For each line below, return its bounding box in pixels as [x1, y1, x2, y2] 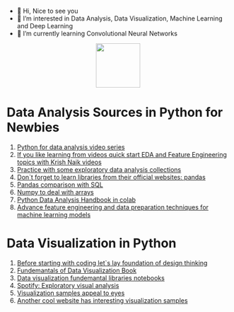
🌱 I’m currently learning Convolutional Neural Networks [16, 29, 178, 37]
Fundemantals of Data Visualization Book [16, 266, 137, 275]
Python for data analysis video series [16, 142, 125, 151]
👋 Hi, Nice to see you [16, 7, 78, 15]
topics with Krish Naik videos [16, 158, 102, 166]
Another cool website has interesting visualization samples [16, 296, 188, 304]
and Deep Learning [16, 22, 74, 30]
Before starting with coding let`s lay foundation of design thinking [16, 258, 208, 267]
